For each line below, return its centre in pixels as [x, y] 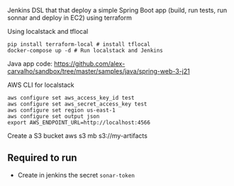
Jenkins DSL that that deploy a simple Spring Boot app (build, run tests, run [117, 10]
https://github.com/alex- [90, 64]
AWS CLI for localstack [41, 85]
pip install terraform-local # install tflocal [79, 45]
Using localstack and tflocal [48, 31]
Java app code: [30, 64]
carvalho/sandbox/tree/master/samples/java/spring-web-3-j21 [99, 71]
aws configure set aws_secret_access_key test [77, 104]
